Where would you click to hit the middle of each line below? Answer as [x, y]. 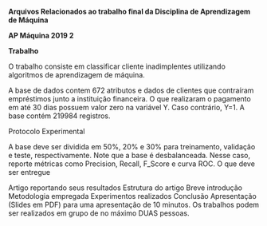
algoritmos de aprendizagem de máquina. [77, 75]
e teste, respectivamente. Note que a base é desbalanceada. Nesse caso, [130, 155]
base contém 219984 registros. [59, 116]
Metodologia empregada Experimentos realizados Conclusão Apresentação [132, 196]
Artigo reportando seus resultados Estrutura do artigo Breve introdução [126, 188]
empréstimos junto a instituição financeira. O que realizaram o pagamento [130, 99]
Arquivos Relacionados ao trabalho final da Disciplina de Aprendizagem [130, 12]
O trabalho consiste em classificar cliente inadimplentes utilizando [117, 66]
